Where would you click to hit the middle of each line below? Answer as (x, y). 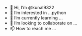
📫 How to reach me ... (33, 28)
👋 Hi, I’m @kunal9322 (32, 8)
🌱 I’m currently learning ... (36, 18)
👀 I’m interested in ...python (38, 13)
